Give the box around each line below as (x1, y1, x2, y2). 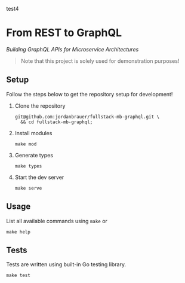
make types (14, 163, 42, 169)
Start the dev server (14, 174, 64, 181)
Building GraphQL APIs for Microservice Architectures (6, 45, 139, 53)
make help (6, 229, 31, 235)
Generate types (14, 151, 54, 159)
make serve (14, 185, 42, 191)
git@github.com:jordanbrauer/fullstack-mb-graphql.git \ (14, 114, 160, 120)
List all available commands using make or (6, 217, 107, 224)
